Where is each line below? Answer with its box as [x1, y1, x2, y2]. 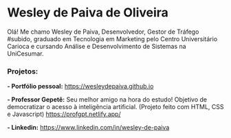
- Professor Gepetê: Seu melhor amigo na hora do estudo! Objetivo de [7, 95, 208, 104]
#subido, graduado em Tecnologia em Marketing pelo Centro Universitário [7, 34, 218, 43]
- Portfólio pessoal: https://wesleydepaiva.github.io [7, 82, 154, 91]
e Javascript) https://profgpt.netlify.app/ [7, 110, 122, 118]
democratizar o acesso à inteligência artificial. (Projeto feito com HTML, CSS [7, 103, 224, 111]
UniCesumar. [7, 49, 44, 58]
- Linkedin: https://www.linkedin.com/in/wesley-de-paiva [7, 124, 170, 132]
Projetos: [7, 67, 38, 76]
